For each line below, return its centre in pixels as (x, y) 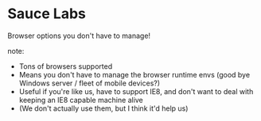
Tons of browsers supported (66, 66)
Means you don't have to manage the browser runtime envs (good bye (134, 74)
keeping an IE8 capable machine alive (81, 100)
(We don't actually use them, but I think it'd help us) (103, 108)
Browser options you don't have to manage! (79, 36)
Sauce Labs (47, 14)
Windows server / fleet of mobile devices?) (90, 83)
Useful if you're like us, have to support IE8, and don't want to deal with (136, 91)
